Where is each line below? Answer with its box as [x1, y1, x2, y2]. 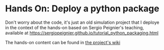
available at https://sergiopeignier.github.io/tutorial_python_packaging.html [5, 30, 159, 36]
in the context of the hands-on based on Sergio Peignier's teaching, [5, 24, 144, 30]
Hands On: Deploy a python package [5, 3, 160, 14]
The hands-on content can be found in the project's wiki [5, 39, 121, 45]
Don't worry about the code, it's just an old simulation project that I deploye [5, 19, 160, 25]
